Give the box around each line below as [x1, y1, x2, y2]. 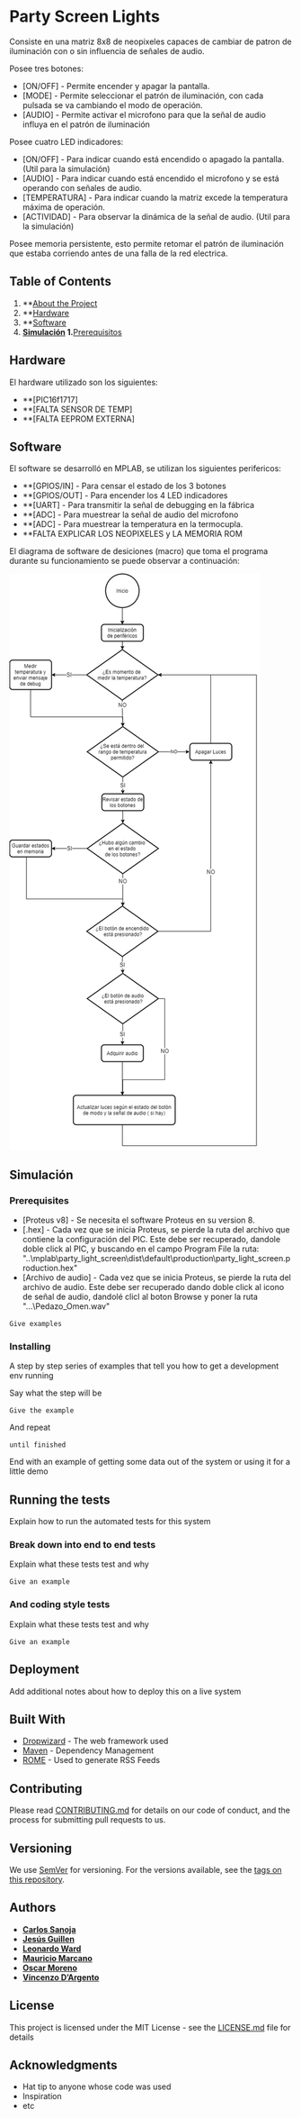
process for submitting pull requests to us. [9, 1814, 166, 1825]
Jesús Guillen [22, 1933, 75, 1944]
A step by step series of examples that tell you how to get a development [9, 1360, 279, 1371]
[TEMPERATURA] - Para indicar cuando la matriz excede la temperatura [22, 192, 288, 203]
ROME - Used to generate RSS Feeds [22, 1755, 160, 1766]
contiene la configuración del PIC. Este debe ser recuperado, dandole [22, 1234, 281, 1245]
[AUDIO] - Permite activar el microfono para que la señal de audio [22, 109, 267, 120]
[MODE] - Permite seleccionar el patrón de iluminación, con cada [22, 90, 263, 101]
